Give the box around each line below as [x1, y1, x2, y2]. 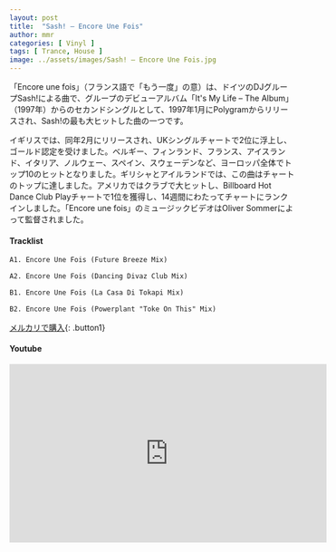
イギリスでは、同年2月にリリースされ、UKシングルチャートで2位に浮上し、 [9, 135, 293, 145]
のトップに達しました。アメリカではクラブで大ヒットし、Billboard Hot [9, 180, 272, 190]
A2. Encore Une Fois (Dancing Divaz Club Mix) [9, 272, 188, 281]
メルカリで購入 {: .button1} [9, 322, 106, 333]
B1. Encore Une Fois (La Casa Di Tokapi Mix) [9, 287, 184, 297]
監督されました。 [24, 214, 89, 225]
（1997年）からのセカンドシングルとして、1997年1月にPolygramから [9, 104, 265, 114]
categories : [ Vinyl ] [9, 38, 95, 48]
